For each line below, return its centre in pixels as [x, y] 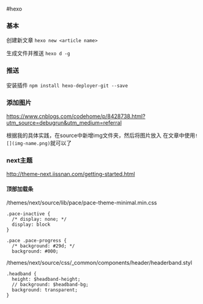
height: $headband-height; [46, 280]
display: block [31, 225]
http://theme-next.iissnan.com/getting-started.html [71, 174]
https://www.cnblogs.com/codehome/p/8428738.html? [76, 116]
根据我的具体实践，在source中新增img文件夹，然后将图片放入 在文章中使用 [101, 135]
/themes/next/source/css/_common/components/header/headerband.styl [99, 263]
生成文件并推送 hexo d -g [38, 53]
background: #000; [35, 251]
